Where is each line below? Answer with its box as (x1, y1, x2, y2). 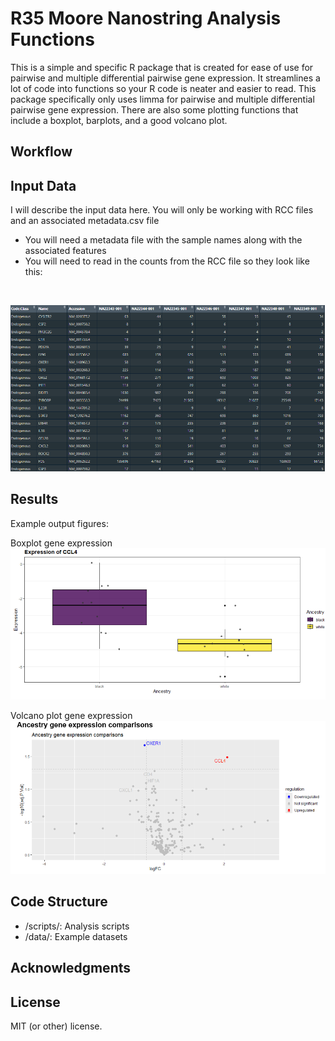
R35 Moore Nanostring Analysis (10, 7, 282, 30)
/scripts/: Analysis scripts (24, 920, 130, 932)
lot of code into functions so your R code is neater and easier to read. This (10, 82, 317, 94)
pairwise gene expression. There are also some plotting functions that (10, 103, 299, 116)
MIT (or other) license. (10, 1020, 103, 1032)
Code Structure (10, 893, 108, 911)
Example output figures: (10, 517, 109, 529)
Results (10, 491, 59, 508)
